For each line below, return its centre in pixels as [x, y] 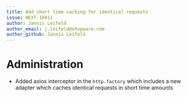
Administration [45, 65]
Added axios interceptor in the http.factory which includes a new [98, 81]
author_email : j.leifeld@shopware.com [55, 29]
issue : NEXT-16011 [30, 18]
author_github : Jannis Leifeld [46, 35]
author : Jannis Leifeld [37, 23]
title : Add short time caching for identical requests [77, 12]
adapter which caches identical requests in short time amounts [94, 88]
